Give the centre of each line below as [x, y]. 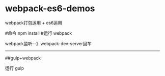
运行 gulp [14, 68]
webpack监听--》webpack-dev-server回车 [48, 43]
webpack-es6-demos [50, 9]
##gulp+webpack [23, 58]
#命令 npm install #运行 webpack [39, 33]
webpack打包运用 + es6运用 [34, 23]
